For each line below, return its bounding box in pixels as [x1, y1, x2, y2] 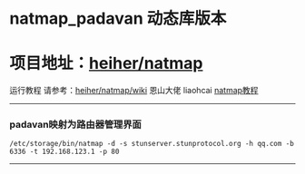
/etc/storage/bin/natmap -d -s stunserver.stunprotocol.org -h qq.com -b [9, 140, 295, 149]
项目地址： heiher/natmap [9, 53, 203, 73]
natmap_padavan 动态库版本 [9, 8, 227, 29]
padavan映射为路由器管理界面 [9, 119, 143, 131]
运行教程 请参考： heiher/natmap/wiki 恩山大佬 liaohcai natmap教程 [9, 85, 259, 96]
